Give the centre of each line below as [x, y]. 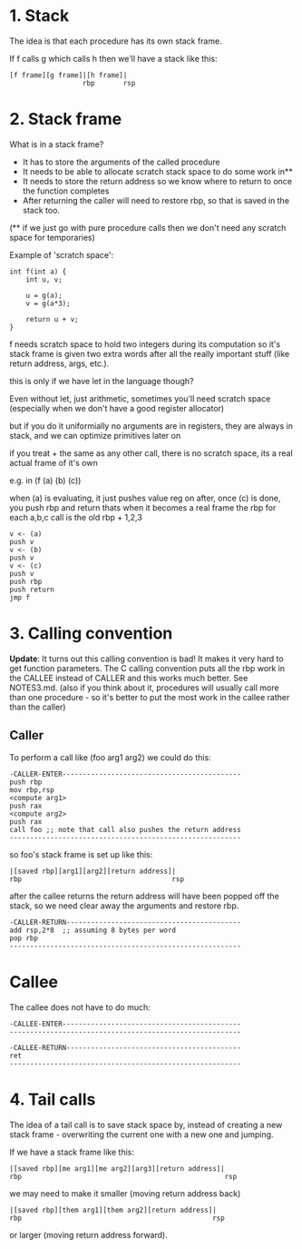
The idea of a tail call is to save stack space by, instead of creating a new [146, 1125]
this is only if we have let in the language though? [102, 381]
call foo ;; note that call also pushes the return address [126, 829]
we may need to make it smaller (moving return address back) [125, 1193]
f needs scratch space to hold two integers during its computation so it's [145, 344]
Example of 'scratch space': [62, 254]
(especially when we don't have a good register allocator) [117, 408]
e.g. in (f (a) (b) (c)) [45, 480]
